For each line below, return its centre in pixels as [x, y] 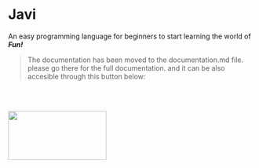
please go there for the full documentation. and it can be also [126, 68]
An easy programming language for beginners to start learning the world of [129, 36]
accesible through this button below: [86, 76]
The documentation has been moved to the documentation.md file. [135, 60]
